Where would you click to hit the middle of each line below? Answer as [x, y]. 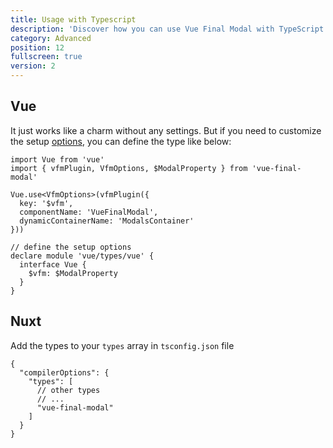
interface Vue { [53, 264]
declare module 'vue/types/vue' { [82, 256]
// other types [68, 390]
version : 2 [33, 66]
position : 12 [37, 47]
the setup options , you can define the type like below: [121, 141]
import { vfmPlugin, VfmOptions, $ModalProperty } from [129, 168]
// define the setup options [71, 247]
